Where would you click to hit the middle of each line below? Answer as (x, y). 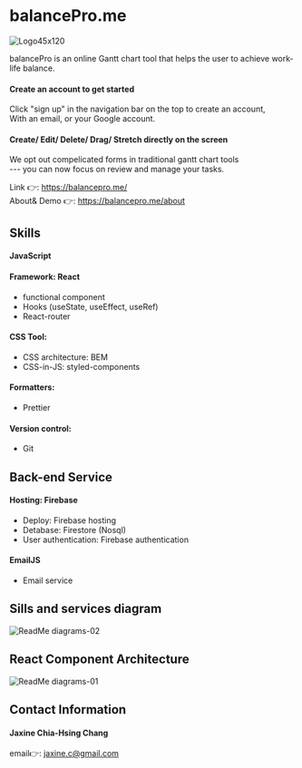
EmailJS (25, 560)
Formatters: (32, 387)
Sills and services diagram (86, 609)
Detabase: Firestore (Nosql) (74, 530)
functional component (64, 297)
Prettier (36, 407)
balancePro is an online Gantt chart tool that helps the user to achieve (140, 58)
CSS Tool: (28, 337)
